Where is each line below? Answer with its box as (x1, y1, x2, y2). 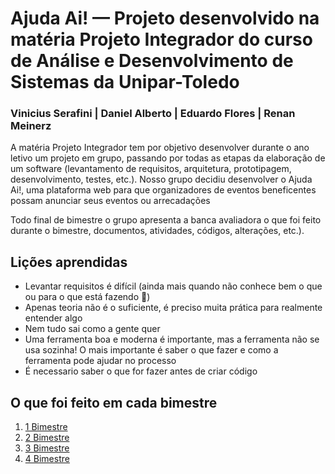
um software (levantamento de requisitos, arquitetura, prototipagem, (10, 163, 292, 175)
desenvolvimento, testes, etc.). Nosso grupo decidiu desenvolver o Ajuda (10, 173, 313, 186)
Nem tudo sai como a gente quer (24, 323, 161, 335)
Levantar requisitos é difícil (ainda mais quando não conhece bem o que (24, 280, 323, 292)
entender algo (24, 312, 83, 324)
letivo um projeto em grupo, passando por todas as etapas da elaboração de (10, 152, 326, 164)
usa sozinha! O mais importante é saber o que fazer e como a (24, 344, 279, 356)
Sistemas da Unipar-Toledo (10, 71, 240, 94)
